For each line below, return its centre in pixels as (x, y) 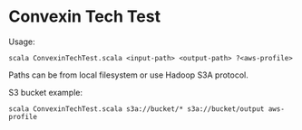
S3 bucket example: (46, 92)
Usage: (22, 42)
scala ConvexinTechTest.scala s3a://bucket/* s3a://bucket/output (136, 109)
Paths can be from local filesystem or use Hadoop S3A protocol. (128, 75)
